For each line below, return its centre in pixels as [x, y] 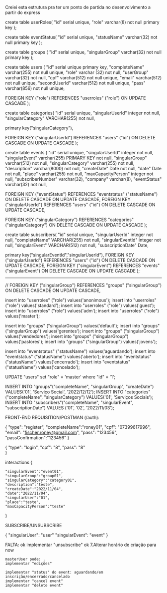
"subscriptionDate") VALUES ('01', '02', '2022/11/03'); [60, 408]
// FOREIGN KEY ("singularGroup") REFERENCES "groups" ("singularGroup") [83, 285]
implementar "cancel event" [34, 581]
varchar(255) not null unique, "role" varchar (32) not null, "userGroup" [77, 72]
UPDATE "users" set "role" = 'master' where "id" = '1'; [60, 377]
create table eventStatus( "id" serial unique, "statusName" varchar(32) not [81, 37]
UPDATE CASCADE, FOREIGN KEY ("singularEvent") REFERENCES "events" [83, 266]
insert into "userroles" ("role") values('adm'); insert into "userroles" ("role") [82, 311]
